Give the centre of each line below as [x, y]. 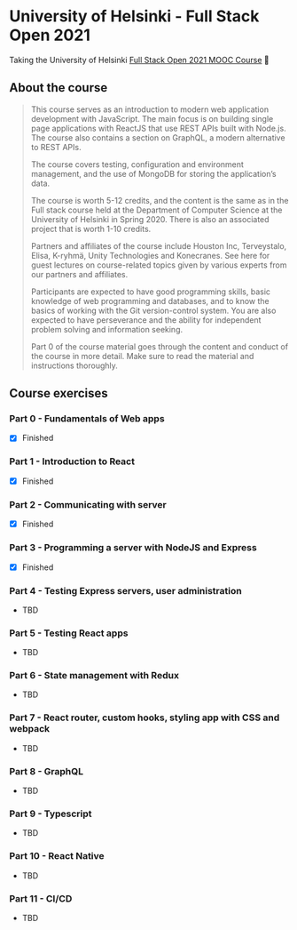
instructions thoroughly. [74, 365]
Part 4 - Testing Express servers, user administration [125, 590]
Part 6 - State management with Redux [94, 676]
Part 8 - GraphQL [47, 771]
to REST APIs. [56, 147]
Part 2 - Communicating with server [88, 504]
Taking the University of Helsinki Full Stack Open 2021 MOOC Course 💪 [139, 60]
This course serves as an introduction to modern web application [149, 109]
